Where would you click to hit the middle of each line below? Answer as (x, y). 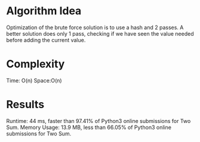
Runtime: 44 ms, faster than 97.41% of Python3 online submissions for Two (99, 121)
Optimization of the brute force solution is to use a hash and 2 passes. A (95, 27)
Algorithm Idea (44, 11)
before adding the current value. (46, 40)
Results (25, 105)
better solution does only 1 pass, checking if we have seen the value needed (100, 33)
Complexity (36, 64)
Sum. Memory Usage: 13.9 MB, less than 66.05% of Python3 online (89, 127)
